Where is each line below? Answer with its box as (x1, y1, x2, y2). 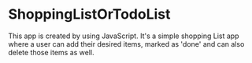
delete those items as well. (8, 47, 94, 57)
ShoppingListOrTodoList (8, 5, 171, 23)
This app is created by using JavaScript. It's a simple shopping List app (8, 31, 239, 40)
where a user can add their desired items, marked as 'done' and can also (8, 39, 245, 48)
